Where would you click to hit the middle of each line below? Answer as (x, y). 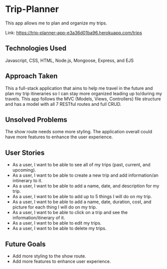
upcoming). (24, 170)
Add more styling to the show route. (49, 256)
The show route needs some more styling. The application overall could (79, 132)
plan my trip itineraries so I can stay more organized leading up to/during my (84, 93)
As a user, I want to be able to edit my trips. (57, 223)
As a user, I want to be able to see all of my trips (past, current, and (81, 165)
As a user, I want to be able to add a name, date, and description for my (86, 186)
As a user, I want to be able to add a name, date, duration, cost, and (82, 202)
